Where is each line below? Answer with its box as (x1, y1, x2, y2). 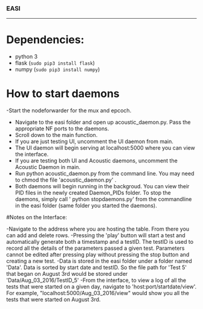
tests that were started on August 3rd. (6, 296, 101, 303)
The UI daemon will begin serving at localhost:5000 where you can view (14, 144, 195, 151)
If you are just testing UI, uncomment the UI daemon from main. (14, 138, 173, 145)
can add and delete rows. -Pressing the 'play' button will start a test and (6, 232, 185, 239)
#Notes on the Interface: (6, 214, 68, 221)
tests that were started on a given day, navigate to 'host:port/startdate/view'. (6, 283, 197, 290)
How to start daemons (6, 87, 120, 101)
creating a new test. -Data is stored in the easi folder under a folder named (6, 258, 192, 265)
